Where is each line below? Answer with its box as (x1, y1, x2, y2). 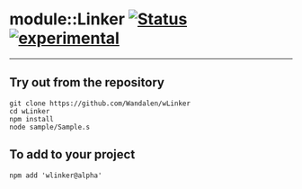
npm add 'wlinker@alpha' (9, 171, 102, 180)
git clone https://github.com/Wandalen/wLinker (9, 99, 191, 108)
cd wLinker (9, 106, 50, 116)
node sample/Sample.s (9, 122, 91, 131)
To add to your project (9, 147, 136, 162)
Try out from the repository (9, 75, 164, 90)
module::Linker (9, 9, 126, 30)
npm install (9, 114, 54, 123)
